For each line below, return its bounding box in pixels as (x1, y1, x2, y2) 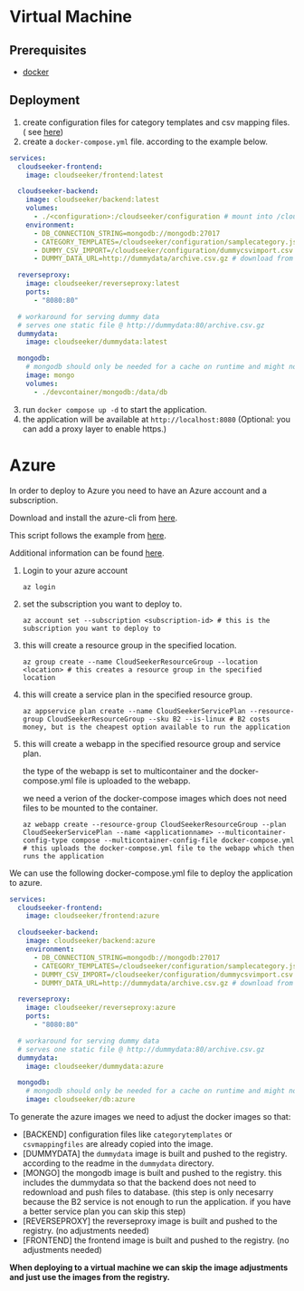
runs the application (22, 851, 104, 860)
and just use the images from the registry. (9, 1272, 170, 1282)
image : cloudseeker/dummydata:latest (25, 337, 168, 346)
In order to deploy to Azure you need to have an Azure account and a (9, 485, 267, 496)
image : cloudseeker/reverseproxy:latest (25, 279, 180, 288)
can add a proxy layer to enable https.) (22, 423, 167, 434)
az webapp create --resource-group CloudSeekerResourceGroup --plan (22, 820, 287, 829)
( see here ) (22, 126, 64, 137)
